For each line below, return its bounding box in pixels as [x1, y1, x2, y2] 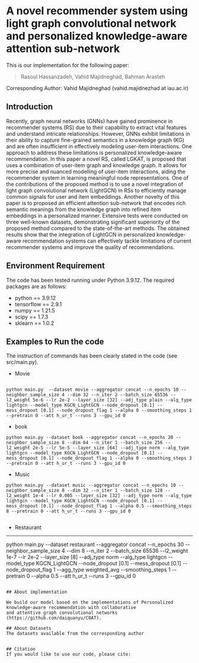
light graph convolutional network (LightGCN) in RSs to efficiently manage [6, 187, 187, 194]
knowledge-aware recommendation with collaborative [6, 605, 136, 611]
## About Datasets [6, 626, 52, 632]
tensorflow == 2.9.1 [14, 301, 62, 308]
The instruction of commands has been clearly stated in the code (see [6, 352, 178, 359]
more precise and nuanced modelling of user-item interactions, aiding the [6, 168, 185, 175]
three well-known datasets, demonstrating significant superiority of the [6, 218, 180, 225]
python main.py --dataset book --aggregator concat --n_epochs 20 [6, 435, 174, 441]
